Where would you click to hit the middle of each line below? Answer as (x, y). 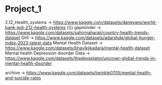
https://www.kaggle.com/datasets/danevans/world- (105, 22)
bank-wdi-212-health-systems (35, 27)
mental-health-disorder (28, 63)
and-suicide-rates (23, 78)
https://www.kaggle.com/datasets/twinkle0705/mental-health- (89, 72)
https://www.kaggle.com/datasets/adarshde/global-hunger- (95, 38)
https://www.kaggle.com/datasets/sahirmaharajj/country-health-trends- (77, 32)
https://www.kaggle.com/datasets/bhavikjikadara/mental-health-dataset (78, 48)
